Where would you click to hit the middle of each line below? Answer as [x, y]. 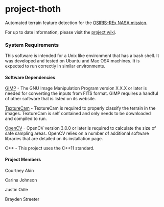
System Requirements [32, 45]
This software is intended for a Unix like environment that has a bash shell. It [82, 56]
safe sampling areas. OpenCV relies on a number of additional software [77, 133]
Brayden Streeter [22, 199]
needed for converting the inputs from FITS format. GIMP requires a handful [82, 93]
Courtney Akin [20, 170]
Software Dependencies [30, 77]
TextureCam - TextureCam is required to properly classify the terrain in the [80, 108]
